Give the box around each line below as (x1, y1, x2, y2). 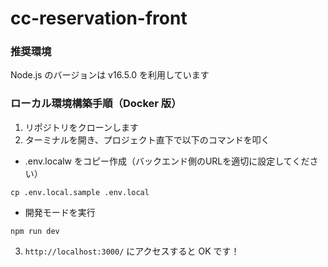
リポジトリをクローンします (24, 121, 140, 133)
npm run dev (10, 226, 60, 236)
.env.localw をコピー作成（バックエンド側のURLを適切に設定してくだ (24, 155, 310, 167)
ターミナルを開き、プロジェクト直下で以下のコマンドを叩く (24, 133, 270, 146)
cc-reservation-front (10, 7, 188, 30)
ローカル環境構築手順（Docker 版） (10, 97, 182, 111)
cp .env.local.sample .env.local (10, 187, 150, 197)
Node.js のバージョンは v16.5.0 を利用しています (10, 69, 210, 81)
